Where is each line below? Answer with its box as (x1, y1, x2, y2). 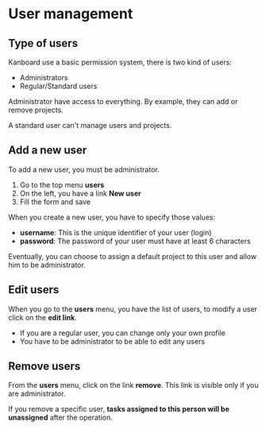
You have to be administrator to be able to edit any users (19, 336, 205, 346)
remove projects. (8, 105, 64, 114)
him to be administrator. (8, 260, 86, 269)
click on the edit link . (8, 312, 77, 322)
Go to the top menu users (19, 180, 105, 189)
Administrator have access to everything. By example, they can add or (8, 97, 238, 106)
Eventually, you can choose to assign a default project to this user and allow (8, 251, 256, 261)
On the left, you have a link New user (19, 188, 141, 198)
